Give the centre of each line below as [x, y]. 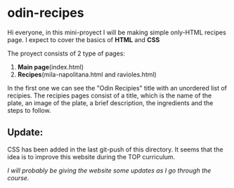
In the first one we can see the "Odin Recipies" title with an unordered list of [117, 88]
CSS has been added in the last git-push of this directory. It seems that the [115, 149]
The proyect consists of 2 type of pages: [66, 53]
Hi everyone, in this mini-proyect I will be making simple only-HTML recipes [117, 32]
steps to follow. [29, 110]
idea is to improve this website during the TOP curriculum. [91, 156]
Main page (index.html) [51, 67]
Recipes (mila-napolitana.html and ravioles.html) [87, 74]
